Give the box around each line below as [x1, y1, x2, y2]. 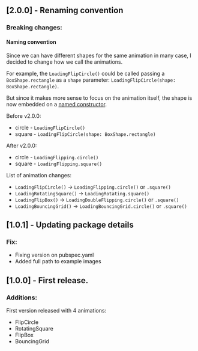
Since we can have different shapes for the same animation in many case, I [6, 52, 192, 59]
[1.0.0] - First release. [6, 275, 89, 285]
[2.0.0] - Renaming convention [6, 5, 124, 16]
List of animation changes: [6, 171, 72, 179]
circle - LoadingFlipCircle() [14, 124, 86, 131]
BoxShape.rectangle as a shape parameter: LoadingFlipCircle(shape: [6, 76, 176, 84]
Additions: [6, 293, 38, 302]
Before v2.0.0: [6, 112, 41, 120]
